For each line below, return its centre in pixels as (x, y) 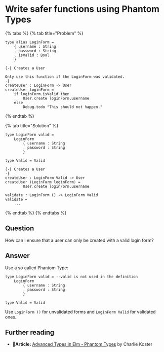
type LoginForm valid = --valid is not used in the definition (72, 277)
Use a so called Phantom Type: (37, 268)
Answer (18, 256)
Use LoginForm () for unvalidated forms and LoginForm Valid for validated (81, 312)
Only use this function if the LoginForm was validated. (65, 77)
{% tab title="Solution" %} (32, 125)
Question (20, 229)
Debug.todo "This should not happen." (63, 107)
